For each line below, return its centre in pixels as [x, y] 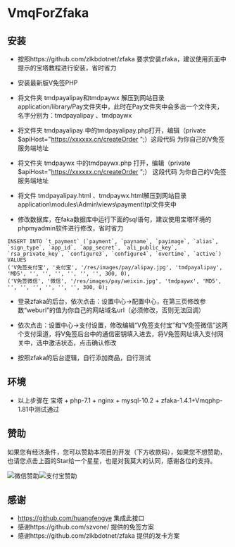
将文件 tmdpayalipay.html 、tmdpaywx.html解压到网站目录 [102, 196]
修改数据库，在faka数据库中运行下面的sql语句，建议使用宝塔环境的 [114, 219]
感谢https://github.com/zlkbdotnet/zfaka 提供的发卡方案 [99, 536]
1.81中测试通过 [38, 409]
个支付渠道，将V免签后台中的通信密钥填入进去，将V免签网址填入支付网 [120, 334]
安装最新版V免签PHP [47, 83]
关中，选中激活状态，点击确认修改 [67, 343]
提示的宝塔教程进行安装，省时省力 [67, 68]
